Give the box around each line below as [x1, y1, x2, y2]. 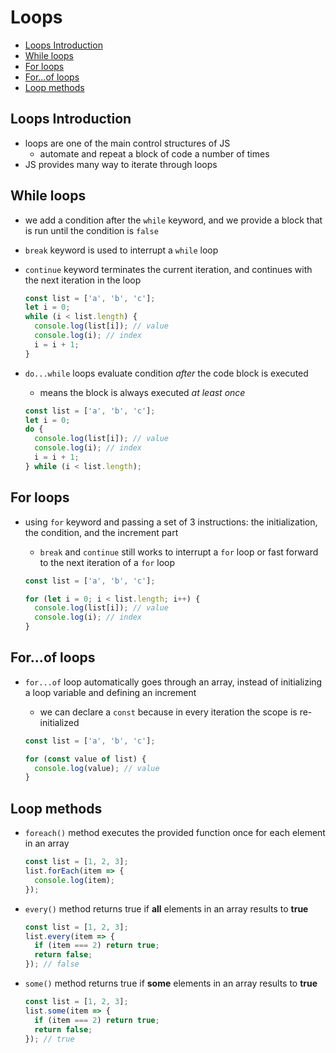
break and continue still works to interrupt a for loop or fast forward [39, 546, 319, 558]
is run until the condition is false [24, 224, 159, 236]
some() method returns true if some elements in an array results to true [24, 977, 318, 989]
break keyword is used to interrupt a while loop [24, 244, 219, 256]
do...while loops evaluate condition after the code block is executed [24, 367, 309, 379]
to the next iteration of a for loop [39, 556, 176, 568]
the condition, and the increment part [24, 526, 179, 538]
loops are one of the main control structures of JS [24, 137, 231, 149]
